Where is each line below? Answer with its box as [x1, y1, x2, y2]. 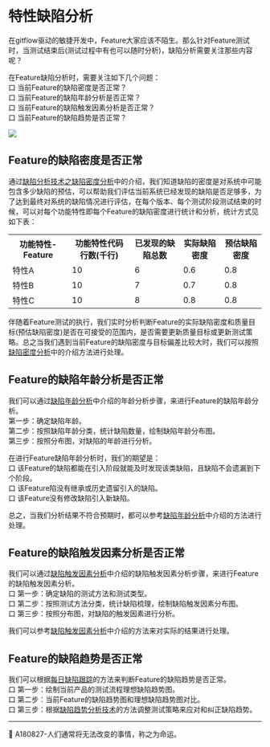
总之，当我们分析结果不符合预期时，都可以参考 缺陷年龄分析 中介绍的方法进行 [8, 510, 262, 520]
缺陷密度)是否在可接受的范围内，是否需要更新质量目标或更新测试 [31, 327, 247, 337]
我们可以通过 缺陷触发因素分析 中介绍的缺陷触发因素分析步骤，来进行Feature [8, 569, 259, 578]
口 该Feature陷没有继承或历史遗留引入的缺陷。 [8, 483, 162, 492]
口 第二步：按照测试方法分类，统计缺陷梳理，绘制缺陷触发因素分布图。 [8, 599, 243, 609]
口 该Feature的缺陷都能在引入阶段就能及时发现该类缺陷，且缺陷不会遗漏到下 [8, 463, 261, 472]
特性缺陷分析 [8, 7, 94, 26]
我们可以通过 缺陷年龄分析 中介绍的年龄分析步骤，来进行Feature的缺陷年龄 [8, 395, 252, 406]
